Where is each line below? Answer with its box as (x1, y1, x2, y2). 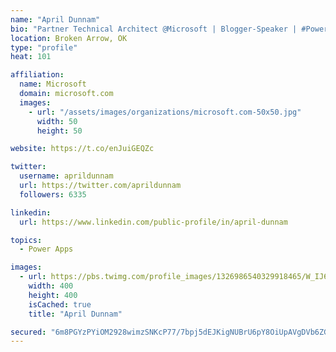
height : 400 (28, 290, 78, 300)
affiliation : (10, 70, 65, 80)
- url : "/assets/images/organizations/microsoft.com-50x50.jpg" (28, 107, 302, 117)
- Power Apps (19, 244, 74, 255)
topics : (10, 235, 43, 245)
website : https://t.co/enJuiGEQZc (10, 144, 155, 154)
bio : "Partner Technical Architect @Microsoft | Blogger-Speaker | (10, 24, 298, 34)
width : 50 (36, 116, 78, 126)
